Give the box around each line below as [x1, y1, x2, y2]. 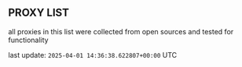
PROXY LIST [8, 6, 69, 19]
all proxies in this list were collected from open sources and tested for [8, 26, 234, 36]
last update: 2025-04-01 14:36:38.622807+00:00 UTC [8, 50, 178, 59]
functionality [8, 35, 49, 44]
